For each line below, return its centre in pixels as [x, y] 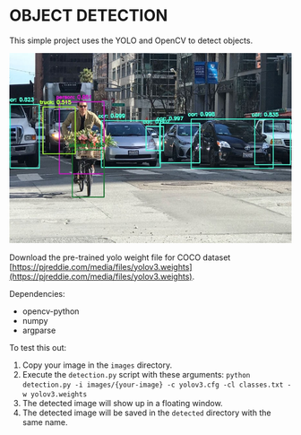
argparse [39, 330]
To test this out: [38, 347]
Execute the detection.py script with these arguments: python [136, 374]
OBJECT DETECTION [89, 16]
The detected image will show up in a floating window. [122, 403]
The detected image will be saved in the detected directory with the [146, 413]
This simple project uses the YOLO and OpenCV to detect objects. [131, 40]
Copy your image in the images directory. [97, 365]
